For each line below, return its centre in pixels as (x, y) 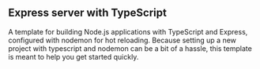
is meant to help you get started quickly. (73, 56)
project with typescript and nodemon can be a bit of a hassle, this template (130, 48)
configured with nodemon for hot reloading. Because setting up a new (122, 40)
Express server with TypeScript (88, 13)
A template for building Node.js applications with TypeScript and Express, (128, 31)
